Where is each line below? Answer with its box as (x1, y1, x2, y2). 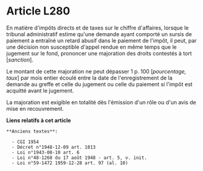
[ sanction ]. (6, 56, 34, 63)
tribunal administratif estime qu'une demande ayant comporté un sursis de (6, 30, 192, 37)
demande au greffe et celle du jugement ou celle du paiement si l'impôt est (6, 80, 193, 88)
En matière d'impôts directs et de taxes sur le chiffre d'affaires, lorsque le (6, 24, 189, 31)
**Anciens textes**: (6, 128, 59, 134)
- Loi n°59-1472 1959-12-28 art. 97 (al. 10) (11, 160, 129, 166)
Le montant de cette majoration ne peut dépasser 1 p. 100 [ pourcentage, (6, 67, 187, 75)
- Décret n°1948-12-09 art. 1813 (11, 144, 96, 150)
